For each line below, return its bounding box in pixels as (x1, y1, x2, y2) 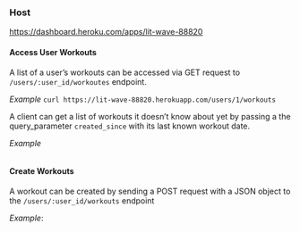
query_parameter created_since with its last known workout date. (9, 120, 251, 131)
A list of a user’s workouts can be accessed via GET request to (9, 67, 240, 78)
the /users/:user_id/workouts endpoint (9, 195, 155, 206)
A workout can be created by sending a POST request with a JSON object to (9, 186, 291, 196)
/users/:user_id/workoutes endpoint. (9, 76, 148, 87)
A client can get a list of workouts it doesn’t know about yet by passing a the (9, 111, 291, 121)
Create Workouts (9, 166, 74, 177)
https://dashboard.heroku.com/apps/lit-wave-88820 (9, 27, 203, 37)
